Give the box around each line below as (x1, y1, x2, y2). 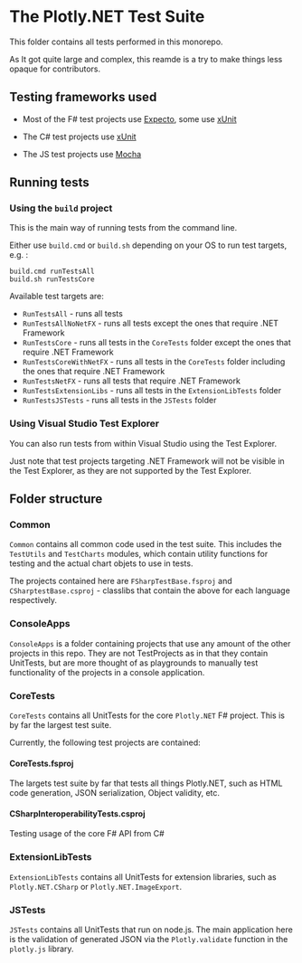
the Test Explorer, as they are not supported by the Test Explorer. (9, 465, 251, 476)
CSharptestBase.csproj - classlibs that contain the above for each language (9, 585, 291, 596)
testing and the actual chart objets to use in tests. (9, 558, 193, 569)
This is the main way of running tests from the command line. (9, 222, 238, 233)
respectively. (9, 595, 57, 606)
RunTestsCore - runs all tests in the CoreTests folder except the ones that (22, 337, 291, 348)
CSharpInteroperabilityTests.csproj (9, 807, 146, 819)
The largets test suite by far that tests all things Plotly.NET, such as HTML (9, 778, 283, 788)
